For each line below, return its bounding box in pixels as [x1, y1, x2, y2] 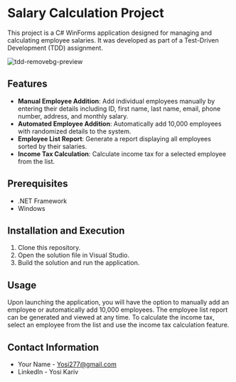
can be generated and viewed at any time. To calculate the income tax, [7, 313, 215, 322]
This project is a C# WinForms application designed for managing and [7, 28, 212, 37]
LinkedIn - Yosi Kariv [17, 368, 79, 376]
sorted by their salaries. [17, 142, 87, 151]
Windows [17, 204, 45, 212]
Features [7, 78, 48, 90]
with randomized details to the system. [17, 126, 132, 136]
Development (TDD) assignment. [7, 43, 103, 52]
